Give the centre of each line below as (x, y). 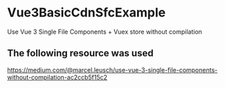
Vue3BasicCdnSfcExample (87, 13)
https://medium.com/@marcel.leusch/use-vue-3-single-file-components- (112, 69)
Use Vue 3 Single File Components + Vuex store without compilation (105, 32)
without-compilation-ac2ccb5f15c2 (57, 77)
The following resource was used (80, 53)
